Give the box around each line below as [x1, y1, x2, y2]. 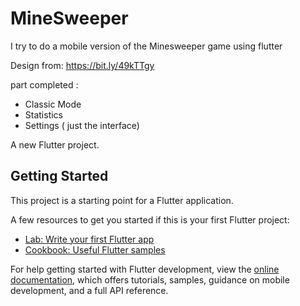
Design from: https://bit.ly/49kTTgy [10, 59, 155, 71]
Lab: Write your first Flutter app [24, 233, 155, 245]
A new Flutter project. [10, 138, 100, 151]
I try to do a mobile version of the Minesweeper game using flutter [10, 40, 283, 52]
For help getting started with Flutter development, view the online [10, 263, 280, 275]
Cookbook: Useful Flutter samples [24, 243, 166, 256]
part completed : [10, 78, 79, 91]
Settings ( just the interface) [24, 119, 140, 131]
